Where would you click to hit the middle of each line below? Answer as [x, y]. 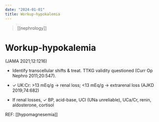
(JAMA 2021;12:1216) [26, 61]
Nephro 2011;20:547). [34, 76]
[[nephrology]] [32, 28]
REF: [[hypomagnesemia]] [31, 115]
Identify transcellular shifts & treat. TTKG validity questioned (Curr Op [82, 71]
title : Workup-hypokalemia [33, 14]
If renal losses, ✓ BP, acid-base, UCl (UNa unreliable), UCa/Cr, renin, [82, 100]
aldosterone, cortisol [33, 105]
